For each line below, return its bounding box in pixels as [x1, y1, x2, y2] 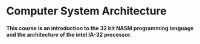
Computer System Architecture [6, 4, 167, 18]
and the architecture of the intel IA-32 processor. [6, 31, 132, 38]
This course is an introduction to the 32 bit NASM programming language [6, 24, 194, 31]
